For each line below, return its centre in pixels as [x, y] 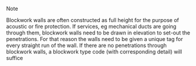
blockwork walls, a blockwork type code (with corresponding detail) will [94, 52]
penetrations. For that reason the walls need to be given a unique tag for [94, 39]
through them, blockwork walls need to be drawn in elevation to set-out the [98, 33]
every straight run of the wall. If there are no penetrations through [87, 45]
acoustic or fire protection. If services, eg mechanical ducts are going [91, 26]
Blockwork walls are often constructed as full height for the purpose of [93, 20]
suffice [15, 58]
